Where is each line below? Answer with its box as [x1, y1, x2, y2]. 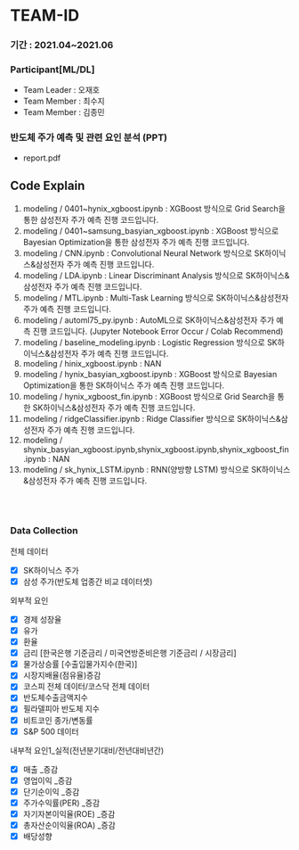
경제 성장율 [22, 614, 62, 624]
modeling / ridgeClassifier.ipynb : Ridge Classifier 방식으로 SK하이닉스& [22, 413, 281, 424]
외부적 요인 [10, 595, 49, 606]
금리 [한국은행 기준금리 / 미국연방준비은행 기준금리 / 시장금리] [22, 648, 237, 658]
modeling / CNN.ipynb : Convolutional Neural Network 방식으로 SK [22, 247, 265, 259]
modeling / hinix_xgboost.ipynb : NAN [22, 358, 162, 368]
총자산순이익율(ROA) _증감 [22, 820, 117, 830]
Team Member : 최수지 [22, 95, 105, 107]
